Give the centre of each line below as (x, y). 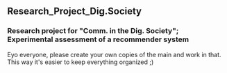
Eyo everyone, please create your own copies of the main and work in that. (114, 54)
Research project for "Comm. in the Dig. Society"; (93, 31)
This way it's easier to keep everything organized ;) (81, 62)
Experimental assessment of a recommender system (98, 39)
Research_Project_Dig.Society (75, 11)
